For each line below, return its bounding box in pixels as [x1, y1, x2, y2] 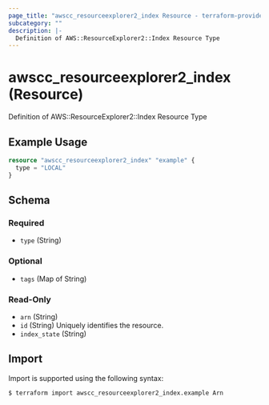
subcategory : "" [8, 19, 62, 27]
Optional [8, 255, 42, 267]
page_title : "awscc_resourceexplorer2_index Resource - [8, 11, 199, 20]
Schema [8, 194, 50, 207]
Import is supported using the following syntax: [8, 373, 164, 383]
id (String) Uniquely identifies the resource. [19, 320, 164, 330]
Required [8, 217, 45, 228]
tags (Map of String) [19, 274, 87, 283]
